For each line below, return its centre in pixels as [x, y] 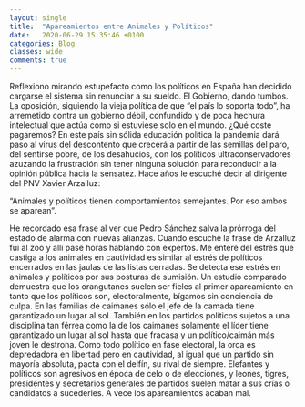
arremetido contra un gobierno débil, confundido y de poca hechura [137, 115]
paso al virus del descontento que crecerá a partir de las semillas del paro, [149, 144]
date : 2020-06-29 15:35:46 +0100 [77, 35]
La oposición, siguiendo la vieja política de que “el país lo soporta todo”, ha [150, 105]
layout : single [38, 18]
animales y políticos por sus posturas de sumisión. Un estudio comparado [148, 277]
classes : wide [36, 52]
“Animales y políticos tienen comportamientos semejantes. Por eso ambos [148, 201]
